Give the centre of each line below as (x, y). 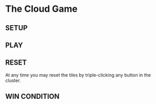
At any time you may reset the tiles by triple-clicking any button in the (78, 75)
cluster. (13, 80)
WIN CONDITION (32, 97)
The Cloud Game (42, 9)
